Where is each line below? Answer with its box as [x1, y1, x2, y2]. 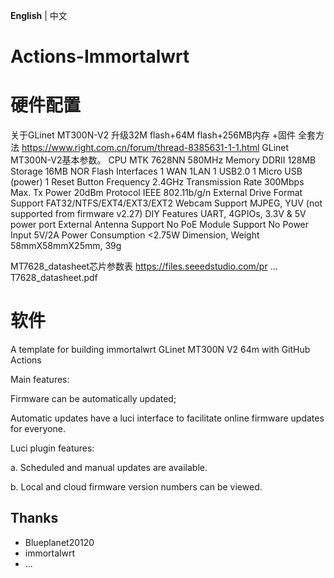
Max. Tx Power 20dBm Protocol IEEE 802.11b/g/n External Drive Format [10, 187, 303, 199]
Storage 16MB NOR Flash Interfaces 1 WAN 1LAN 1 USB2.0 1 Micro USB [10, 165, 303, 178]
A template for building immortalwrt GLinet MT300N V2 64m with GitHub [10, 344, 311, 356]
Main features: [10, 374, 70, 386]
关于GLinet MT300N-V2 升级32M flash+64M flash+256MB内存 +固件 [10, 129, 296, 141]
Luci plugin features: [10, 442, 95, 454]
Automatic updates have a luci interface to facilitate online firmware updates [10, 412, 325, 424]
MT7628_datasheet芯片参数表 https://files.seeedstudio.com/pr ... [10, 260, 278, 273]
